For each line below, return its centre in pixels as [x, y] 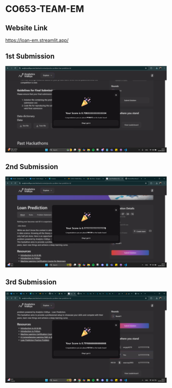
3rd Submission [31, 282]
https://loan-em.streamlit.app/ [37, 40]
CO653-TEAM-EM [45, 9]
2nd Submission [32, 167]
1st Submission [30, 56]
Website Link [26, 28]
